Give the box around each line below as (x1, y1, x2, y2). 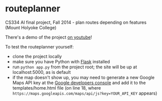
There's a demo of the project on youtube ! (5, 34, 92, 40)
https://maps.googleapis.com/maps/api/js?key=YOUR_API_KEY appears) (12, 90, 158, 96)
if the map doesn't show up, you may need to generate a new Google (12, 74, 155, 80)
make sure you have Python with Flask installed (12, 58, 110, 64)
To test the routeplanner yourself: (5, 44, 74, 50)
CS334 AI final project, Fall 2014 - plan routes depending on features (5, 19, 147, 25)
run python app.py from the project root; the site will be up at (12, 64, 137, 70)
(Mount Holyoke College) (5, 24, 57, 30)
